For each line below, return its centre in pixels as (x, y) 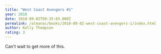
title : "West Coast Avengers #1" (39, 10)
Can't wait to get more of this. (35, 46)
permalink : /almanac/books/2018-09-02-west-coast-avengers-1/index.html (81, 23)
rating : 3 (15, 32)
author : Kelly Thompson (29, 28)
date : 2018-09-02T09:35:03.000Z (38, 19)
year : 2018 (16, 14)
